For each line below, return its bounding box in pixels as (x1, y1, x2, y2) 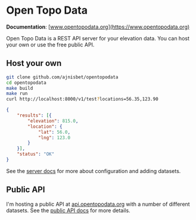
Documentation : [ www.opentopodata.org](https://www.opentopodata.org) (6, 23, 190, 30)
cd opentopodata (6, 80, 46, 86)
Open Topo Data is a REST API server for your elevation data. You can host (6, 34, 189, 42)
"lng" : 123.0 (38, 134, 70, 140)
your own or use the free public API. (6, 41, 95, 48)
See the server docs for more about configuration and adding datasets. (6, 167, 181, 174)
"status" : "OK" (17, 151, 55, 158)
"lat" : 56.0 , (38, 129, 70, 135)
